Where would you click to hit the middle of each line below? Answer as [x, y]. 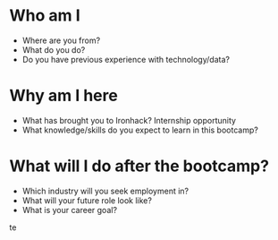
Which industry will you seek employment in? [105, 191]
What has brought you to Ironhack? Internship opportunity [129, 120]
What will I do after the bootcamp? [139, 166]
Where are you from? [61, 40]
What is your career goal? [70, 210]
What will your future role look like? [87, 200]
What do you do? [54, 49]
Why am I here [63, 96]
